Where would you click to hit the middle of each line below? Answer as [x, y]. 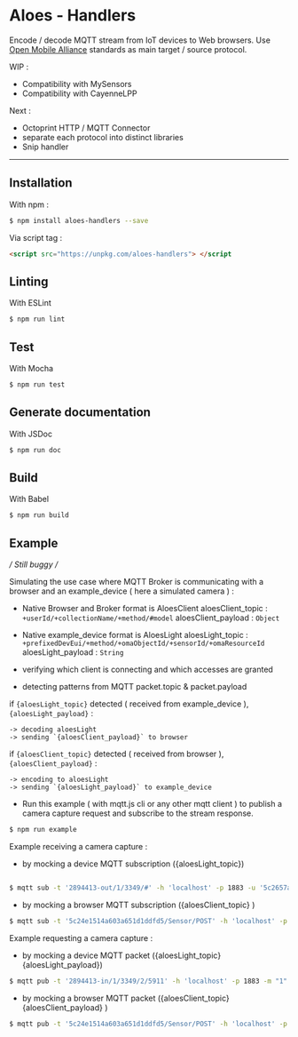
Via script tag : [36, 237]
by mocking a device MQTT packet [86, 955]
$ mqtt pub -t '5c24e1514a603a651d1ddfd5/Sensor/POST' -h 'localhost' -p [149, 1024]
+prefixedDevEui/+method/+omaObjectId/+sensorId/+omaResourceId [143, 644]
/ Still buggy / [34, 564]
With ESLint [30, 303]
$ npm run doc [35, 450]
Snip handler [45, 147]
